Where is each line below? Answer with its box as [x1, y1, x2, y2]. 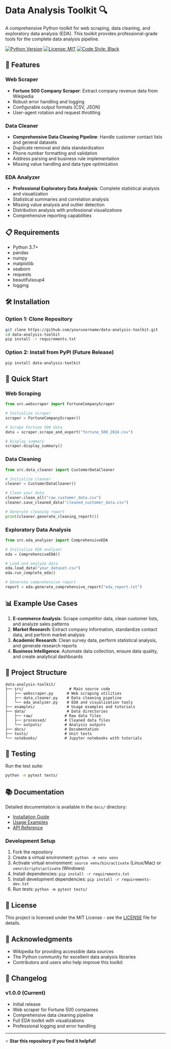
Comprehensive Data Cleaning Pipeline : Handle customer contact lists [12, 134, 163, 140]
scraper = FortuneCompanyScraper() [5, 416, 81, 421]
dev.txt [12, 882, 29, 887]
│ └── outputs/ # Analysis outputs [5, 722, 106, 727]
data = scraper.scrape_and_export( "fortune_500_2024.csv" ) [5, 429, 133, 434]
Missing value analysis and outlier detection [12, 202, 105, 208]
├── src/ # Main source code [5, 686, 110, 691]
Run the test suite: [5, 763, 43, 769]
